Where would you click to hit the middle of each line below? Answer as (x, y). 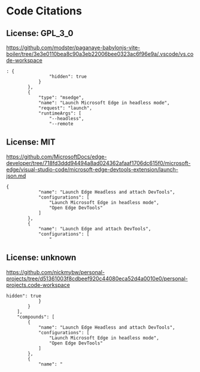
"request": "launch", (65, 108)
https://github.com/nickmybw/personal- (55, 272)
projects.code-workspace (38, 285)
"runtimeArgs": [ (60, 113)
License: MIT (31, 142)
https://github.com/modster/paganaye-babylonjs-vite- (73, 47)
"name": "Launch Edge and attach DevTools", (95, 229)
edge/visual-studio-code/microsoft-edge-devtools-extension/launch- (92, 169)
